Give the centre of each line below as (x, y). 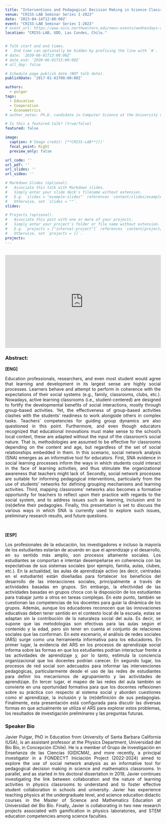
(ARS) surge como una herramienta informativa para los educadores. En (83, 639)
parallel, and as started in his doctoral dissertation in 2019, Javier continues (83, 774)
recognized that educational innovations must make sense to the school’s (83, 431)
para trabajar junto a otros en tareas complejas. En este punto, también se (83, 597)
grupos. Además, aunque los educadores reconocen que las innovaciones (83, 608)
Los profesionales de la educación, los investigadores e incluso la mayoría (83, 545)
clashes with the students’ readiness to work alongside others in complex (83, 415)
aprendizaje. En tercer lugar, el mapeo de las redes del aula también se (83, 682)
